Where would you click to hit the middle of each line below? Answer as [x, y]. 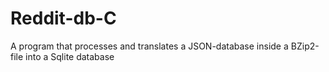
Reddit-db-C [63, 18]
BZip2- [305, 46]
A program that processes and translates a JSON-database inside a [149, 46]
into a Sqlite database [70, 56]
